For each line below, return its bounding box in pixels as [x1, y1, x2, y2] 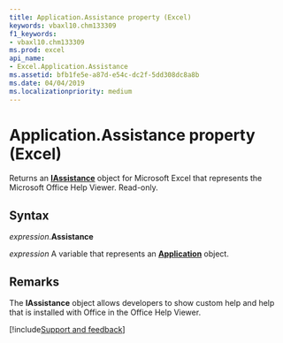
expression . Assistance [9, 232, 95, 242]
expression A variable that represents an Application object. [9, 248, 230, 259]
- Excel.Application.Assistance [9, 63, 128, 72]
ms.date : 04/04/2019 [9, 79, 86, 88]
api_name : [9, 54, 46, 63]
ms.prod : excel [9, 46, 65, 55]
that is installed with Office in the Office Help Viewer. [9, 307, 202, 318]
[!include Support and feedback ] [9, 324, 126, 335]
